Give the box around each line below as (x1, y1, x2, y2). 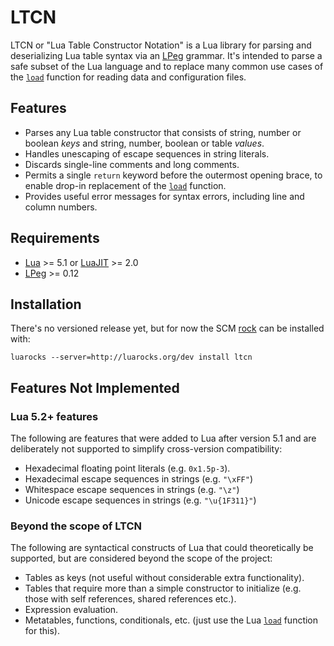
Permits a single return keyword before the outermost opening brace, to (24, 169, 323, 181)
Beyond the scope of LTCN (10, 519, 142, 533)
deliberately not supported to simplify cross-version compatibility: (10, 443, 283, 455)
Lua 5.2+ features (10, 409, 99, 423)
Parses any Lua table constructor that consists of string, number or (24, 126, 302, 138)
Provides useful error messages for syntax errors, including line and (24, 190, 305, 202)
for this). (24, 625, 60, 637)
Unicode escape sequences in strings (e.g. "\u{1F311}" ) (24, 494, 257, 506)
